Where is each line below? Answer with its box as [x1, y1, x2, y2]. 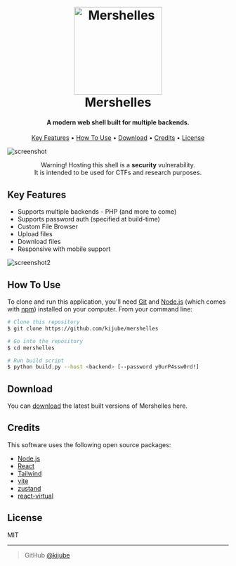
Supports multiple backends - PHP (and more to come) [17, 207, 177, 216]
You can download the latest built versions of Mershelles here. [7, 401, 188, 410]
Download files [17, 238, 61, 246]
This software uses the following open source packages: [7, 440, 171, 449]
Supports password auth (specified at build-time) [17, 215, 160, 224]
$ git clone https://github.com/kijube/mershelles [7, 325, 159, 332]
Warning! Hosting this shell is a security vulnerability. [41, 161, 195, 169]
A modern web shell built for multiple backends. [46, 118, 190, 127]
